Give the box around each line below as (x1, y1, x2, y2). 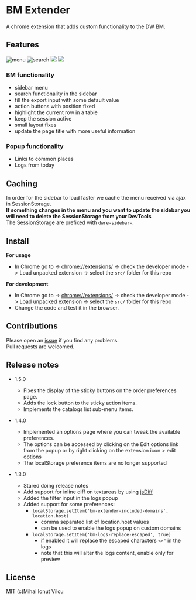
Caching (6, 179, 38, 188)
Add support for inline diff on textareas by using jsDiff (23, 488, 153, 495)
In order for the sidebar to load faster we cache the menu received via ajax (6, 194, 186, 201)
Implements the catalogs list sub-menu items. (23, 405, 133, 413)
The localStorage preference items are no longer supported (23, 459, 167, 466)
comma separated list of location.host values (40, 518, 149, 525)
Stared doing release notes (23, 482, 89, 489)
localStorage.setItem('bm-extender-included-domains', (32, 508, 169, 514)
